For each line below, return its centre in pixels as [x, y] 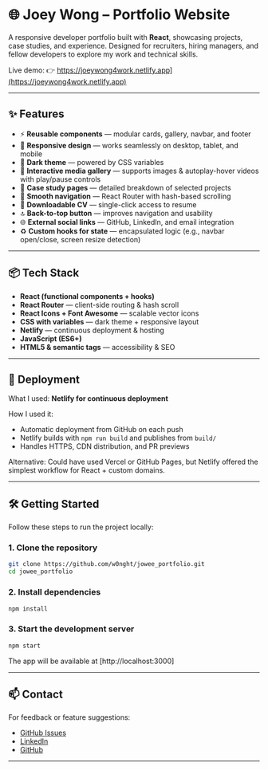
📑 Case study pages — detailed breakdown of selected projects [125, 187]
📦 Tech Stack [44, 273]
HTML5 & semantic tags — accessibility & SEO [97, 347]
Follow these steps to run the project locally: [81, 527]
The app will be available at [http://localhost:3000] [91, 661]
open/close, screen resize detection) [80, 239]
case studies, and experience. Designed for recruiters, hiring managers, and [134, 45]
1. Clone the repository [53, 548]
